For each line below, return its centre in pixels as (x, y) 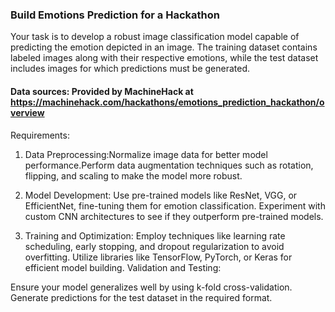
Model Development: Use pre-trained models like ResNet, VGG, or (161, 195)
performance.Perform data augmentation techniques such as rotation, (169, 165)
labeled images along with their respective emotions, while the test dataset (164, 58)
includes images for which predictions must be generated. (130, 69)
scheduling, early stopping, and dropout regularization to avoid (154, 246)
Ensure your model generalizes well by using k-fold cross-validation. (151, 287)
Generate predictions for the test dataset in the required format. (141, 297)
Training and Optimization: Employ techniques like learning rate (155, 235)
